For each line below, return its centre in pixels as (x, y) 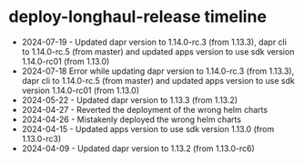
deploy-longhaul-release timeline (138, 17)
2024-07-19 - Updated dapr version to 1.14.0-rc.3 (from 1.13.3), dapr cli (154, 42)
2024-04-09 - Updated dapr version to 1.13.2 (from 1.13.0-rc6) (138, 148)
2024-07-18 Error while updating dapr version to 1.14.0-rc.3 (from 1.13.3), (158, 71)
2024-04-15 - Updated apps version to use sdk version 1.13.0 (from (148, 128)
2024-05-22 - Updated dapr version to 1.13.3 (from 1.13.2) (130, 100)
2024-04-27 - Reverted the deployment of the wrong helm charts (145, 109)
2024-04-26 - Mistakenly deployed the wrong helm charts (132, 119)
